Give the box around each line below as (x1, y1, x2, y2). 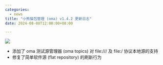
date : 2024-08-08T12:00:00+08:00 (5, 21, 73, 26)
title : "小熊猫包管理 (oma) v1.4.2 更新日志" (5, 16, 92, 21)
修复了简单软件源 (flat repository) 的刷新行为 (12, 54, 102, 60)
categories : (5, 7, 29, 12)
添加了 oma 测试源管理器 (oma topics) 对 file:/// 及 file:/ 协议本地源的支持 (12, 48, 159, 54)
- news (9, 12, 23, 17)
